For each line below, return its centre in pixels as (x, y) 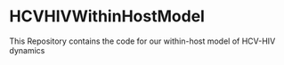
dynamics (27, 50)
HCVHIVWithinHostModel (107, 16)
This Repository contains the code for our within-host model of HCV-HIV (142, 41)
